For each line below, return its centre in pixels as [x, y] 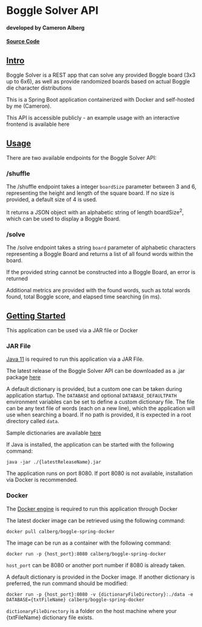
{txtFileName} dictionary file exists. [50, 617]
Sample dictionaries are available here [54, 433]
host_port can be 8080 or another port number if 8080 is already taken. [96, 565]
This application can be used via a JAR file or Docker [72, 330]
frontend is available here [38, 124]
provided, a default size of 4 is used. [52, 200]
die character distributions [39, 88]
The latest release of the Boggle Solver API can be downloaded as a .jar [96, 371]
